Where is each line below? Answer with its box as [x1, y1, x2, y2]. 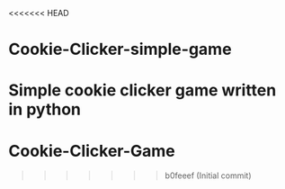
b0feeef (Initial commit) [165, 170, 253, 181]
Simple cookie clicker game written [8, 80, 277, 101]
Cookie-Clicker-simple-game [8, 40, 232, 59]
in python [8, 99, 82, 120]
